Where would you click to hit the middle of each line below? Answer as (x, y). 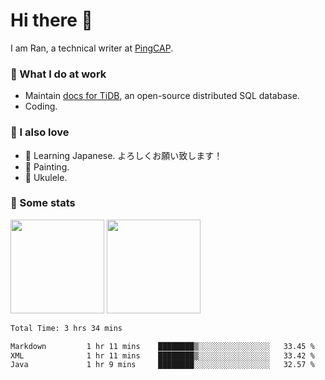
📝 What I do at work (58, 74)
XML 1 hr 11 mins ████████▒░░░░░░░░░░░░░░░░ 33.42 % (162, 355)
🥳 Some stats (43, 203)
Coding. (41, 106)
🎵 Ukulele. (46, 177)
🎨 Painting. (47, 166)
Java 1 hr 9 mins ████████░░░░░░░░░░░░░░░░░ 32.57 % (162, 365)
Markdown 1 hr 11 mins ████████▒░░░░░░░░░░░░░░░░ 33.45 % (162, 346)
